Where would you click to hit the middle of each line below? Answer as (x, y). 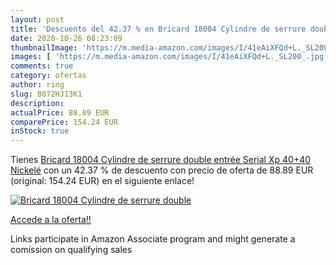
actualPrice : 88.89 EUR (60, 112)
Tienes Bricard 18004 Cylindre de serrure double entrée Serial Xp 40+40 (161, 160)
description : (37, 103)
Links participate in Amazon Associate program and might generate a (153, 239)
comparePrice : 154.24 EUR (64, 122)
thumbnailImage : (44, 47)
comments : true (42, 66)
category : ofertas (48, 76)
